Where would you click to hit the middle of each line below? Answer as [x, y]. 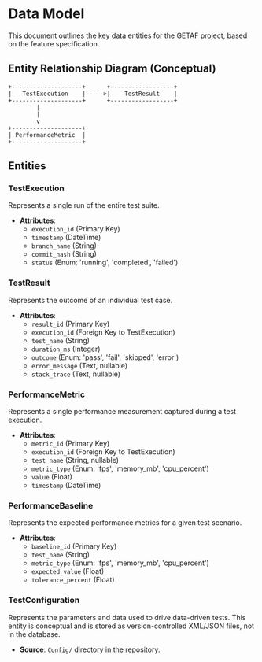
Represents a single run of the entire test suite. [84, 205]
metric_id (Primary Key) [70, 444]
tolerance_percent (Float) [73, 580]
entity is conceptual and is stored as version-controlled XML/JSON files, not [131, 626]
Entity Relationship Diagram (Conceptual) [112, 69]
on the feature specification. [54, 43]
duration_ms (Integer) [66, 349]
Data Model [46, 14]
